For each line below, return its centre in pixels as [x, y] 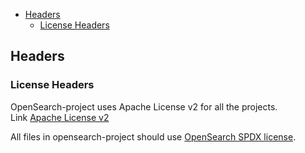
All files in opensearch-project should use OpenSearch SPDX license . [153, 136]
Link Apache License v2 [60, 117]
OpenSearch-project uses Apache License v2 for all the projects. [144, 106]
